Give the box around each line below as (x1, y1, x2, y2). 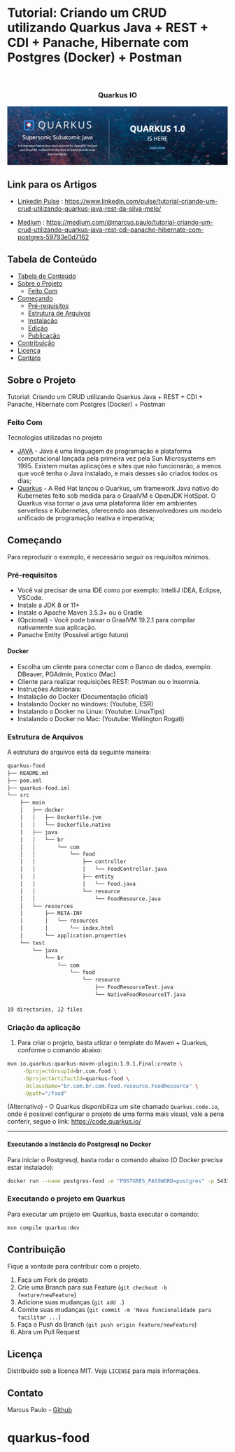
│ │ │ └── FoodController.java (20, 866, 168, 873)
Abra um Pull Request (17, 1328, 80, 1336)
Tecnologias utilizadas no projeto (7, 433, 103, 442)
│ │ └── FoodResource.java (20, 895, 161, 902)
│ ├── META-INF (20, 910, 83, 917)
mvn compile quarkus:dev (7, 1224, 80, 1231)
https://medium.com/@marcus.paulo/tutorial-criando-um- (46, 218, 213, 227)
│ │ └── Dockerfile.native (20, 821, 111, 828)
